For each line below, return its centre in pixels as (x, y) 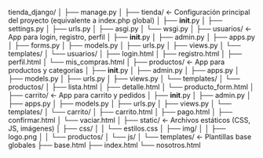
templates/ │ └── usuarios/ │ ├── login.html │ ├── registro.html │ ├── (125, 54)
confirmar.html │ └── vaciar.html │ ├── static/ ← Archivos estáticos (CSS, (130, 120)
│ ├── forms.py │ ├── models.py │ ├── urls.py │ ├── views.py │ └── (124, 45)
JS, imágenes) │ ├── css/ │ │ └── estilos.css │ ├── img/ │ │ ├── (117, 128)
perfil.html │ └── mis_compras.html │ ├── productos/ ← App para (117, 62)
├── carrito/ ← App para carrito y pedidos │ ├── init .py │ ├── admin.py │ (130, 95)
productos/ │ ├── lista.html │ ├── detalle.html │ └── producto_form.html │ (131, 87)
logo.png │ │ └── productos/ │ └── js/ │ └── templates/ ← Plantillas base (130, 136)
